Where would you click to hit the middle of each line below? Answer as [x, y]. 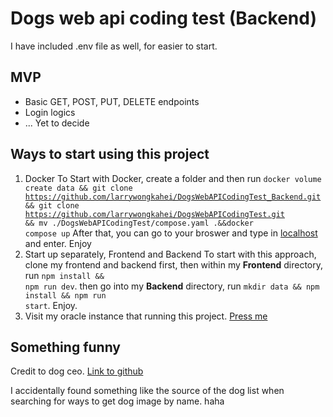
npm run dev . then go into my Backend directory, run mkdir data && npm [172, 286]
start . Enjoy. [51, 305]
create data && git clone [78, 188]
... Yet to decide [57, 123]
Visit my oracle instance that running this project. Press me [146, 316]
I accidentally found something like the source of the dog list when [147, 391]
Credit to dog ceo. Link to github [77, 371]
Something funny [65, 347]
